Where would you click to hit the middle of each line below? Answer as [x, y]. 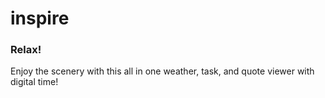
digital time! [34, 82]
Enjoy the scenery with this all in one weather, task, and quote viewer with [162, 71]
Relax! [26, 50]
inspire [40, 18]
